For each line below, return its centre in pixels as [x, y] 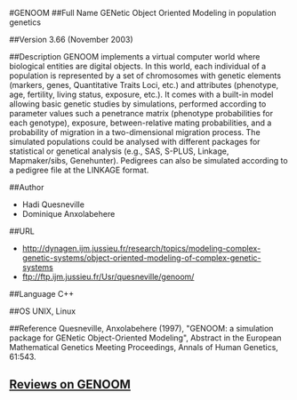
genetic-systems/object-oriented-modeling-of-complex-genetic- [141, 258]
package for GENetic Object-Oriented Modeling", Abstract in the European [145, 338]
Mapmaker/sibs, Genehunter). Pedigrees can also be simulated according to [148, 160]
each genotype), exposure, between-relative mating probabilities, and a [140, 123]
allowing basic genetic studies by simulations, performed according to [138, 104]
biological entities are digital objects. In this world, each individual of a [138, 66]
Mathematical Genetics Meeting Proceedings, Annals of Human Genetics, [144, 347]
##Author [27, 187]
